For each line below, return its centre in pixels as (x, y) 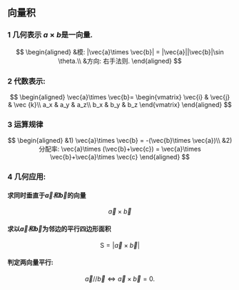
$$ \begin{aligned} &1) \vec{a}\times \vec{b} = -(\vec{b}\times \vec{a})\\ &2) (120, 141)
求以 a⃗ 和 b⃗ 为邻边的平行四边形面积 (60, 229)
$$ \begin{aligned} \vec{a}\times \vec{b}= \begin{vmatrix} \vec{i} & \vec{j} (120, 97)
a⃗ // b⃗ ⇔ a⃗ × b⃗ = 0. (120, 279)
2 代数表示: (27, 81)
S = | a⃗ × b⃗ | (120, 245)
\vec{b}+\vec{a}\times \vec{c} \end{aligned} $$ (120, 157)
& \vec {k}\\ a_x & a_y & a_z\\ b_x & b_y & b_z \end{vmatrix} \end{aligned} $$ (120, 104)
